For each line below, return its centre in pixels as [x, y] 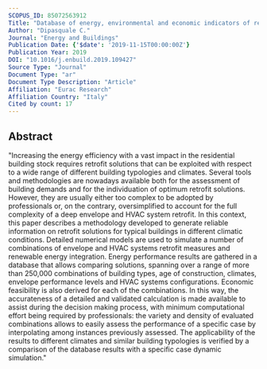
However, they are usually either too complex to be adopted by [111, 197]
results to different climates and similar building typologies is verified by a [129, 340]
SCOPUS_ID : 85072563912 [48, 15]
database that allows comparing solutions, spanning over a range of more [129, 265]
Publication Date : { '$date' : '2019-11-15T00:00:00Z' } [99, 45]
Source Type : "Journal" [48, 67]
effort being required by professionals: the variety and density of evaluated [131, 315]
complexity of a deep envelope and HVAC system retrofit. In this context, [128, 214]
